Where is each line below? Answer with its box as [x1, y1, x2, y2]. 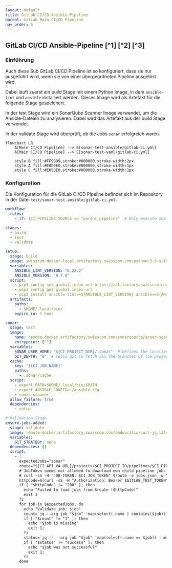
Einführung [5, 56, 34, 63]
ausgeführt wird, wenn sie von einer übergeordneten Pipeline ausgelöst [5, 73, 156, 80]
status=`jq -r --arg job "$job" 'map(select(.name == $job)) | [24, 535, 161, 540]
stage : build [10, 254, 38, 259]
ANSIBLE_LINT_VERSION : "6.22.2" [14, 268, 83, 273]
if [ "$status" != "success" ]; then [24, 540, 104, 545]
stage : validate [10, 425, 45, 430]
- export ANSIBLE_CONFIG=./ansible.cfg [14, 387, 100, 392]
